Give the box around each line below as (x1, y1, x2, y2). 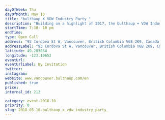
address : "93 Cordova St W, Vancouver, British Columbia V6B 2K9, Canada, (5, 39, 162, 44)
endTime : (5, 30, 23, 35)
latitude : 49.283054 (5, 48, 48, 53)
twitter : (5, 67, 23, 72)
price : (5, 85, 19, 90)
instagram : (5, 71, 27, 76)
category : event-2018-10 (5, 98, 56, 103)
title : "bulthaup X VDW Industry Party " (5, 16, 91, 21)
